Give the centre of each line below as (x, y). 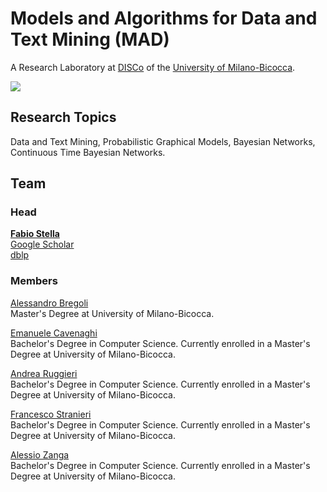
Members (34, 281)
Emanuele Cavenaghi (54, 333)
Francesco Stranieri (51, 414)
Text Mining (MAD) (90, 39)
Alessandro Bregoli (49, 303)
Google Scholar (42, 244)
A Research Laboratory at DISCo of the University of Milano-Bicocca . (153, 67)
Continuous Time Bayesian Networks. (88, 152)
